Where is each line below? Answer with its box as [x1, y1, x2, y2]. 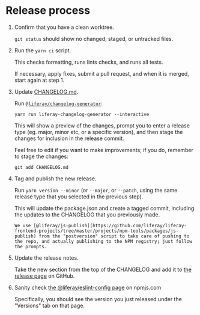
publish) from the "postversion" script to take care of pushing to [14, 233, 190, 239]
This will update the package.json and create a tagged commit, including [14, 204, 195, 212]
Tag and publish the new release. [14, 175, 97, 182]
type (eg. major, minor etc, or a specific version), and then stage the [14, 128, 183, 135]
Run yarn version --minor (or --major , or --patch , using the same [14, 186, 178, 194]
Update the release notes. [14, 254, 79, 261]
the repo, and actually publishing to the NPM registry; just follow [14, 238, 193, 244]
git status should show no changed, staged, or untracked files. [14, 35, 174, 42]
